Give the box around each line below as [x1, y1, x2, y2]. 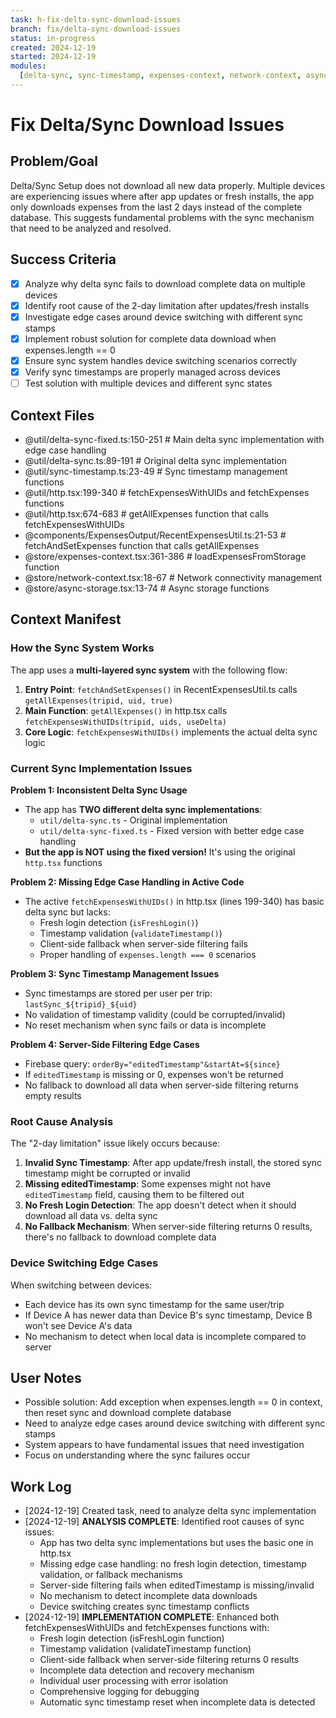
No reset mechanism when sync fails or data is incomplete [24, 1019, 267, 1031]
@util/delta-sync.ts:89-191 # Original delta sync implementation [24, 454, 288, 466]
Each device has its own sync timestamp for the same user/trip [24, 1298, 285, 1310]
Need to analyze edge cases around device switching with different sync [24, 1417, 326, 1430]
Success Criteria [10, 251, 117, 268]
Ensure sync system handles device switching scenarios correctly [24, 354, 298, 366]
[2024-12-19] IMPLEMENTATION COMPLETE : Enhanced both [24, 1611, 280, 1623]
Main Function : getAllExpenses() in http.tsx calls [24, 704, 228, 716]
